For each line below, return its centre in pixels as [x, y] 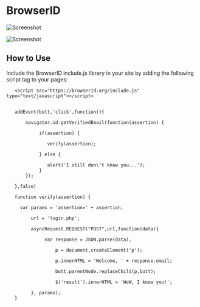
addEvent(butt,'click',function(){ [59, 112]
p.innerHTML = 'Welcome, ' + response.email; [114, 261]
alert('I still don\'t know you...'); [96, 165]
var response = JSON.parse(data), [88, 240]
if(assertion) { [59, 133]
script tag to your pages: [37, 79]
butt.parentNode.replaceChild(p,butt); [105, 271]
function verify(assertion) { [53, 197]
